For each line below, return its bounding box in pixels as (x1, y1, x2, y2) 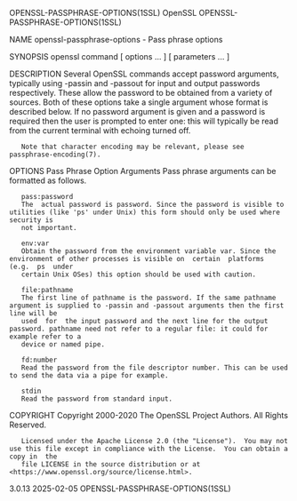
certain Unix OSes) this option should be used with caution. (20, 270, 256, 279)
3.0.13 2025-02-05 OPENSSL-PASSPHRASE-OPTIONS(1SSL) (9, 483, 231, 494)
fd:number (20, 355, 58, 364)
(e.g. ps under (9, 262, 74, 271)
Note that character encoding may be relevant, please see (20, 142, 245, 151)
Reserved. (9, 419, 47, 430)
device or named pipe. (20, 340, 105, 349)
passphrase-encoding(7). (9, 150, 101, 159)
